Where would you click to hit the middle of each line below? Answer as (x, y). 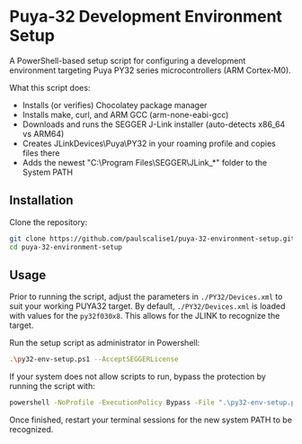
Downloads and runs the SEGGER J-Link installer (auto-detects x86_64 (154, 124)
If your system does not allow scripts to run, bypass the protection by (138, 376)
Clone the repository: (49, 222)
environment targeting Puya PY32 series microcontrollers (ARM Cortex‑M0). (151, 70)
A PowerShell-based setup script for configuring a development (128, 60)
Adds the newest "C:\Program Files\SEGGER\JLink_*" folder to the (145, 162)
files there (41, 153)
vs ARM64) (43, 133)
